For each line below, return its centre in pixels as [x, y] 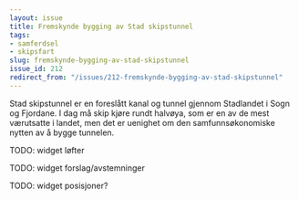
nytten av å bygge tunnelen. [62, 132]
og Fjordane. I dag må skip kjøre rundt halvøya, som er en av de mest [139, 113]
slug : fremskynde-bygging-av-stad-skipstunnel [99, 60]
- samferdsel [34, 43]
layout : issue [36, 18]
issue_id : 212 [36, 69]
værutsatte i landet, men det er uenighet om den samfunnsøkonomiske [142, 122]
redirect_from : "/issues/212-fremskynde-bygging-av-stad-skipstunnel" [146, 78]
